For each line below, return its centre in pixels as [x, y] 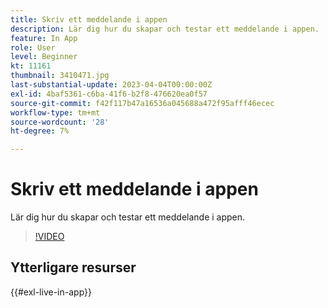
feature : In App [44, 38]
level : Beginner [44, 57]
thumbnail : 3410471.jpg [60, 76]
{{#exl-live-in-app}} [51, 292]
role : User [33, 47]
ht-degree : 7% [40, 131]
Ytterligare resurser [73, 267]
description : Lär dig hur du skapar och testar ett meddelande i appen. [165, 29]
